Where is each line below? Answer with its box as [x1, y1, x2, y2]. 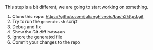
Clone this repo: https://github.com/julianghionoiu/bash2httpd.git [12, 14, 144, 19]
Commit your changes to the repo [12, 39, 80, 45]
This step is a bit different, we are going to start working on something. [5, 4, 149, 10]
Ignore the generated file [12, 34, 63, 40]
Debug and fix [12, 24, 41, 30]
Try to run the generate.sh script [12, 19, 78, 24]
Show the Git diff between [12, 29, 65, 34]
